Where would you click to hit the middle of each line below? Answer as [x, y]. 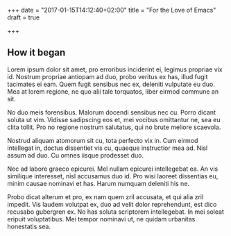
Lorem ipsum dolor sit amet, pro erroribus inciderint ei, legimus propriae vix [115, 69]
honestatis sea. [29, 226]
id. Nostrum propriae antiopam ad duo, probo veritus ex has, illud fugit [108, 76]
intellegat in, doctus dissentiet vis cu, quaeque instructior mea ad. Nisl [108, 148]
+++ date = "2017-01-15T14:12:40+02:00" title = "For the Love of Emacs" [112, 10]
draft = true [24, 17]
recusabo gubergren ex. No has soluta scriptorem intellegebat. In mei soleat [115, 212]
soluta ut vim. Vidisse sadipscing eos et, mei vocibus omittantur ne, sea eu [114, 119]
